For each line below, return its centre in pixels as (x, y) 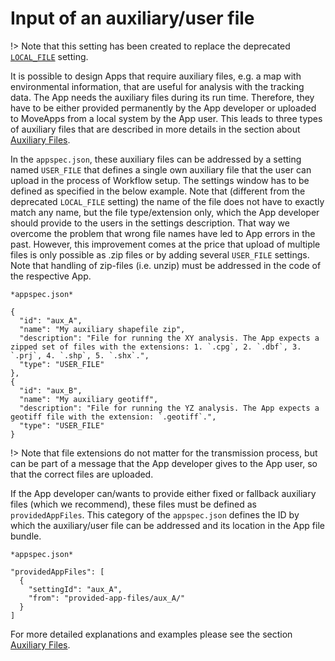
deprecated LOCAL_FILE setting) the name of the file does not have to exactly (167, 201)
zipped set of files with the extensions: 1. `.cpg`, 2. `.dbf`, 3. (156, 347)
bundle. (26, 536)
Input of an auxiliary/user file (132, 18)
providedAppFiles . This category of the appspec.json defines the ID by (155, 514)
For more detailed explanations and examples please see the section (151, 634)
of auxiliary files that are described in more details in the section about (155, 129)
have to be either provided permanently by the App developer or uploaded (163, 108)
